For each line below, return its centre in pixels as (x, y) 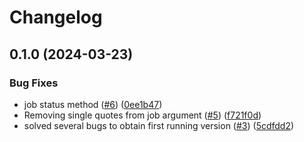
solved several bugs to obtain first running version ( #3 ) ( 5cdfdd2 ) (159, 125)
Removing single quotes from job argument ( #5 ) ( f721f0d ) (142, 115)
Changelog (56, 17)
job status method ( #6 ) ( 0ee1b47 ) (93, 104)
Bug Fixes (34, 83)
